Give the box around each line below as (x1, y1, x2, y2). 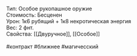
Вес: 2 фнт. (6, 24, 34, 31)
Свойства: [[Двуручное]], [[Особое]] (6, 30, 101, 38)
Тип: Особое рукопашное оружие (6, 5, 93, 12)
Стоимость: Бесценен (6, 11, 63, 18)
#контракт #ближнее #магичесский (6, 43, 99, 50)
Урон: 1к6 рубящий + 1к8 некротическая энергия (6, 18, 132, 24)
